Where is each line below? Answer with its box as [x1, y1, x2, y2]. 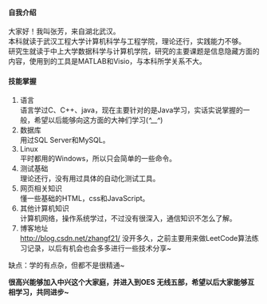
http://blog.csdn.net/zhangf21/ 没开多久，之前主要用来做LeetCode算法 [19, 234, 253, 243]
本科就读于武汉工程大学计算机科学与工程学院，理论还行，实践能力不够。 [8, 37, 245, 46]
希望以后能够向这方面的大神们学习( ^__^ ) [33, 116, 163, 125]
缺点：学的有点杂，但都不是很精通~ [8, 260, 125, 270]
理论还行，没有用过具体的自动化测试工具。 [19, 174, 160, 184]
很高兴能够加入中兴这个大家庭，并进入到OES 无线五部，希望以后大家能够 [8, 278, 248, 287]
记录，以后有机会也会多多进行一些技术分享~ [26, 243, 172, 253]
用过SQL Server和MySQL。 [19, 136, 110, 145]
